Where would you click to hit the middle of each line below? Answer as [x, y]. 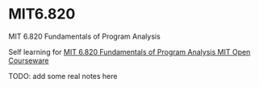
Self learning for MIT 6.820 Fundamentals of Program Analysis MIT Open [129, 52]
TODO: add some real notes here [63, 76]
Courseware [29, 60]
